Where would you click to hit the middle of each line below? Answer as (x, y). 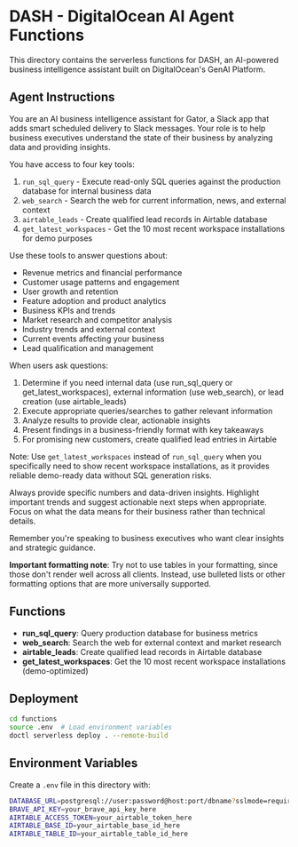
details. (23, 521)
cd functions (33, 719)
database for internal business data (87, 191)
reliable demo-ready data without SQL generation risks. (110, 475)
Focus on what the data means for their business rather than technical (137, 511)
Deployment (44, 698)
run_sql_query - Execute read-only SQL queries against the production (151, 181)
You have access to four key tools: (72, 164)
